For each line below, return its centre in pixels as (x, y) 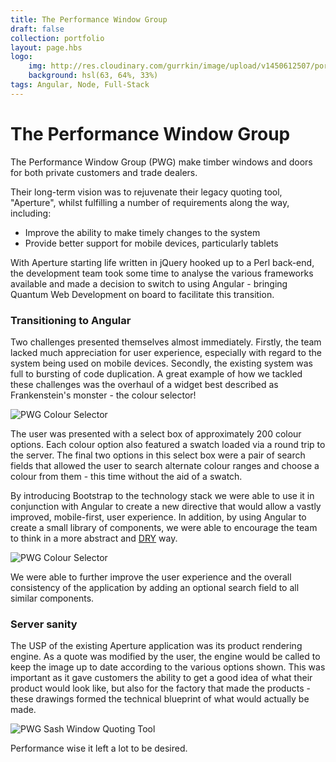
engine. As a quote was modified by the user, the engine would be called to (165, 657)
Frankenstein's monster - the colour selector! (103, 395)
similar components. (52, 598)
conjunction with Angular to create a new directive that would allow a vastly (166, 506)
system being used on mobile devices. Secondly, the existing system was (161, 363)
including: (31, 213)
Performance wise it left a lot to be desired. (99, 748)
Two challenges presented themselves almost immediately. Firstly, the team (166, 342)
